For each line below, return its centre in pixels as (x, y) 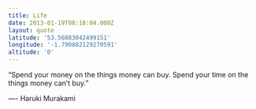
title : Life (28, 15)
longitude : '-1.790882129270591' (63, 45)
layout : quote (32, 30)
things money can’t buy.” (48, 83)
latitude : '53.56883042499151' (59, 38)
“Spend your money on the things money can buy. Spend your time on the (128, 75)
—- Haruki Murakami (42, 98)
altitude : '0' (32, 52)
